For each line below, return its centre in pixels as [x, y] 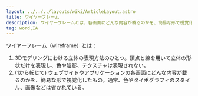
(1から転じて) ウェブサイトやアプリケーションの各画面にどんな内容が [98, 73]
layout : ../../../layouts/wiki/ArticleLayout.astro [71, 11]
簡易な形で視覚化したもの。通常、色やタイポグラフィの [108, 80]
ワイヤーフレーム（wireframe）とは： [52, 45]
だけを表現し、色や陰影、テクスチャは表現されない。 [84, 65]
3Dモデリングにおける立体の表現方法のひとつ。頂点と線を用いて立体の [100, 58]
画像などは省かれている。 [56, 87]
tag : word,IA [22, 28]
